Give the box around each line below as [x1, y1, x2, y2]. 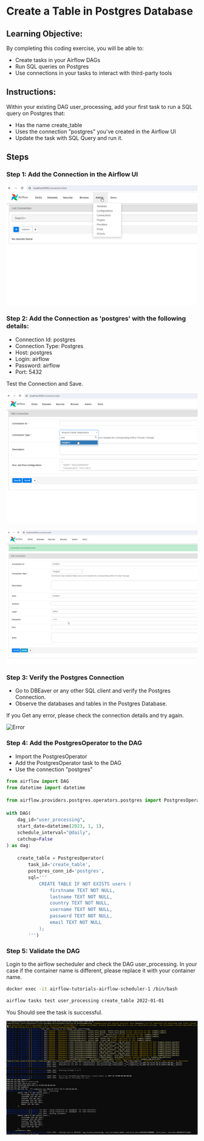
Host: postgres [15, 349, 53, 356]
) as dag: [6, 842, 32, 848]
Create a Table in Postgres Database [6, 4, 193, 18]
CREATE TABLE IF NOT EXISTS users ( [38, 881, 132, 887]
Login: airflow [15, 355, 50, 363]
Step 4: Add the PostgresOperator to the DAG [6, 739, 143, 747]
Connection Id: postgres [15, 336, 76, 343]
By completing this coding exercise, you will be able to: [6, 44, 144, 52]
